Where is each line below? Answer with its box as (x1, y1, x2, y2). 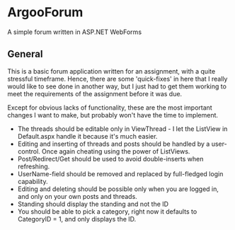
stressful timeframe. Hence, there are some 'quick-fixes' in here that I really (7, 74, 228, 83)
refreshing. (17, 162, 50, 171)
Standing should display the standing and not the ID (17, 200, 168, 208)
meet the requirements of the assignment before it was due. (7, 89, 183, 98)
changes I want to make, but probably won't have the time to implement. (7, 110, 218, 119)
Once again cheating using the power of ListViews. (41, 146, 190, 156)
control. (17, 146, 40, 156)
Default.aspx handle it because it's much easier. (17, 132, 158, 140)
